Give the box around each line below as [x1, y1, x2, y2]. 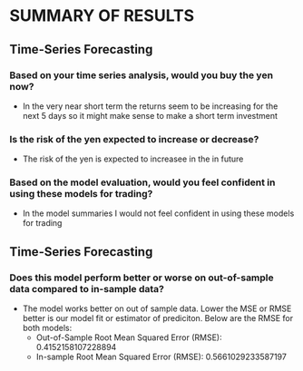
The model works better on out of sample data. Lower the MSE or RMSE [22, 303, 292, 314]
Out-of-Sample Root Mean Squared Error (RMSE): [35, 332, 222, 343]
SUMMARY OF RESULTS [9, 5, 195, 26]
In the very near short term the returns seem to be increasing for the [22, 101, 279, 112]
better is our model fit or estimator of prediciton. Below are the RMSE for [22, 313, 293, 324]
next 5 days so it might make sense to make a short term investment [22, 110, 279, 121]
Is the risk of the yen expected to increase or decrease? [9, 132, 259, 145]
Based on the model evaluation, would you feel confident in [9, 176, 276, 189]
